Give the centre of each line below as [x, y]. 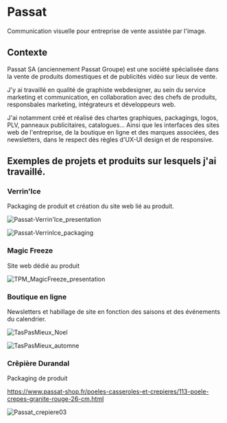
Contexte [27, 53]
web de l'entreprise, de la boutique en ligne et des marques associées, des [113, 132]
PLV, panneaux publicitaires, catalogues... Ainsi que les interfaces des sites [113, 125]
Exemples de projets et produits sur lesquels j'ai [112, 161]
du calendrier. [27, 319]
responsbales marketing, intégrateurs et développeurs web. [92, 104]
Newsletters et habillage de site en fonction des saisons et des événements [114, 312]
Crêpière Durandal [38, 363]
